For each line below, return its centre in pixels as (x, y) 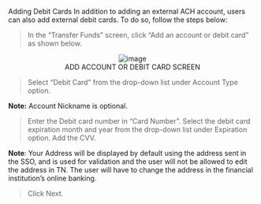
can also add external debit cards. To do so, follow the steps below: (118, 20)
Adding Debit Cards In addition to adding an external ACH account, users (127, 11)
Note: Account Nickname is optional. (68, 106)
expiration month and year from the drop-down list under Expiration (137, 130)
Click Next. (45, 193)
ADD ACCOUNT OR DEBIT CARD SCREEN (132, 67)
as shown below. (55, 43)
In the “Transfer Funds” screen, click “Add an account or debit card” (138, 35)
